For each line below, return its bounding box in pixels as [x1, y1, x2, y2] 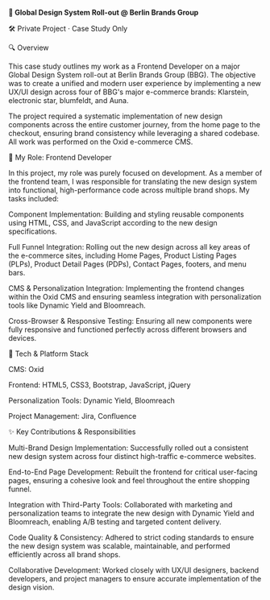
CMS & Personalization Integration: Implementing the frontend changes [8, 283, 245, 293]
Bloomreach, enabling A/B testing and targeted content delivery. [8, 517, 222, 527]
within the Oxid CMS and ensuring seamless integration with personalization [8, 292, 262, 301]
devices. [8, 333, 37, 342]
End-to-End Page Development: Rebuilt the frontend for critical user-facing [8, 467, 258, 477]
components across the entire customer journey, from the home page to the [8, 120, 260, 129]
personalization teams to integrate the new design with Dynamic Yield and [8, 508, 255, 518]
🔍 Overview [8, 43, 50, 52]
